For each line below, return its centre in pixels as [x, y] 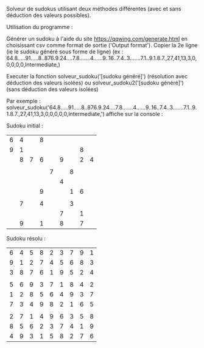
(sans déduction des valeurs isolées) [52, 89]
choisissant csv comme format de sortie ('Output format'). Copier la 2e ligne [102, 45]
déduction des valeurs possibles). [49, 15]
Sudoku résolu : [26, 238]
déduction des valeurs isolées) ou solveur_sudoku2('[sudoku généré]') [95, 83]
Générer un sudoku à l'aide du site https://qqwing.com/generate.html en [97, 39]
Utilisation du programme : [40, 27]
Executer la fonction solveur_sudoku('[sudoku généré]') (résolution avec [97, 76]
